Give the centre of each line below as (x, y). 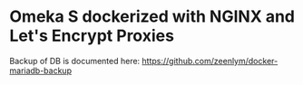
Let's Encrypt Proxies (92, 36)
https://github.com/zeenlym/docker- (210, 61)
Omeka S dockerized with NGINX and (152, 17)
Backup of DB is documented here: (75, 61)
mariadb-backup (41, 71)
